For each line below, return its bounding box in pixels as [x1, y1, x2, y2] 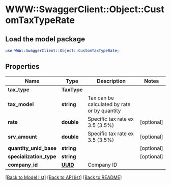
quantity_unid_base [8, 144, 57, 151]
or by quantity [88, 107, 121, 114]
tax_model [8, 100, 34, 108]
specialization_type [8, 153, 56, 160]
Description [96, 77, 126, 85]
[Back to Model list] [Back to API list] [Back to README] [5, 174, 122, 180]
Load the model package [5, 35, 85, 43]
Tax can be [88, 94, 115, 101]
